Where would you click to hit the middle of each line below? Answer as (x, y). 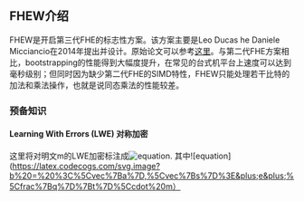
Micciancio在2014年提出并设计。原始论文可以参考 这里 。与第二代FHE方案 (146, 51)
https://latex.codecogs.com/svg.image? (86, 166)
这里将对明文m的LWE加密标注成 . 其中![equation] (120, 156)
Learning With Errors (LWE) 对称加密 (79, 134)
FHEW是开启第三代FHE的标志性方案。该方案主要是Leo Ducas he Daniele (145, 40)
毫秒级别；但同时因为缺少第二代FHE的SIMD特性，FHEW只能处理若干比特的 (150, 73)
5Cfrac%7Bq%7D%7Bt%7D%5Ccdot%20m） (95, 186)
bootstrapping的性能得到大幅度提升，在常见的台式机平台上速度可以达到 (158, 62)
